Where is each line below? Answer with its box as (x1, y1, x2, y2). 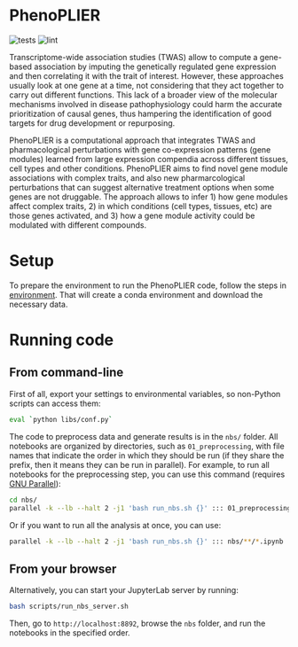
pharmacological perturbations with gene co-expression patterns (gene (9, 144, 271, 155)
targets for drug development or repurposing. (9, 117, 176, 129)
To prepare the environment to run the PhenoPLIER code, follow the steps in (9, 280, 286, 291)
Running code (9, 330, 114, 350)
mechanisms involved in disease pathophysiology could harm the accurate (9, 98, 282, 109)
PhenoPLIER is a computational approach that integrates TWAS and (9, 135, 255, 145)
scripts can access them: (9, 398, 101, 409)
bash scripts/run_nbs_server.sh (9, 602, 129, 612)
